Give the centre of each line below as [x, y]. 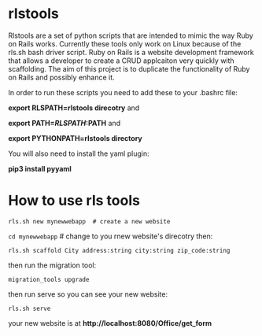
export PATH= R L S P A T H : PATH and [64, 123]
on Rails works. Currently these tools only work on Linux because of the [125, 43]
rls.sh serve [30, 308]
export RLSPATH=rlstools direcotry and [74, 108]
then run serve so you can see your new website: [88, 294]
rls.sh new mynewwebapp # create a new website [89, 221]
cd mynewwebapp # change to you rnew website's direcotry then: [111, 236]
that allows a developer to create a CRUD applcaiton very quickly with [121, 61]
